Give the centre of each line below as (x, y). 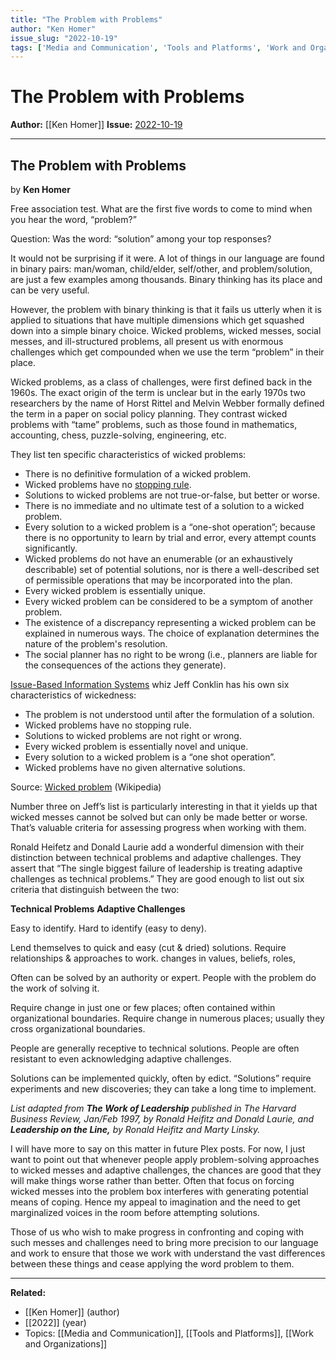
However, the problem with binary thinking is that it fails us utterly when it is (166, 309)
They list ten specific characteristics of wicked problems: (128, 454)
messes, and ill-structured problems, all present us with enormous (147, 341)
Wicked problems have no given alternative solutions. (135, 767)
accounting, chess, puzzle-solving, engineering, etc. (118, 435)
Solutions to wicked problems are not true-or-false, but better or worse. (172, 495)
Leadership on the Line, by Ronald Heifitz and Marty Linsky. (135, 1129)
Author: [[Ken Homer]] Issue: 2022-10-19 (96, 125)
